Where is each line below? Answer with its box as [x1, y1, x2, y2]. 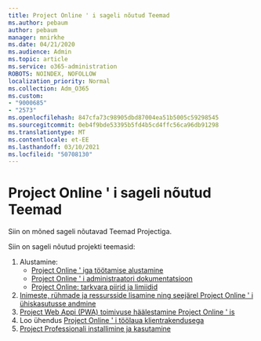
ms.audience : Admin [8, 48, 72, 56]
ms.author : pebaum [8, 19, 68, 27]
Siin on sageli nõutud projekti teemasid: [8, 242, 136, 251]
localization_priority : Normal [8, 77, 111, 85]
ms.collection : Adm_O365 [8, 84, 89, 93]
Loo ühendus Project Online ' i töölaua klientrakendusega [19, 316, 205, 325]
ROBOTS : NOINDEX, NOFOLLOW [8, 70, 96, 78]
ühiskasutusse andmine [19, 299, 96, 309]
